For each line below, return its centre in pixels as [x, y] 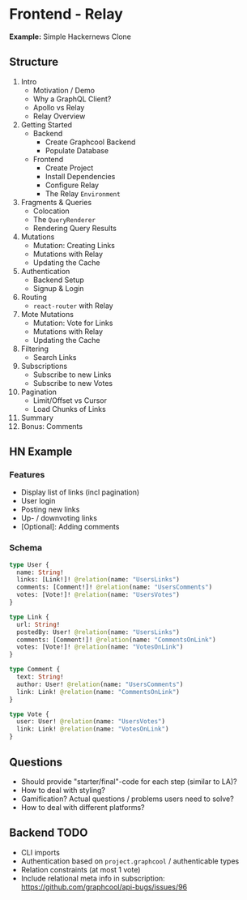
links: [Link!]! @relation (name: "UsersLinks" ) [98, 580]
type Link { [29, 617]
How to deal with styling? [63, 790]
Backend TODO [49, 833]
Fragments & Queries [56, 202]
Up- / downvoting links [59, 518]
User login [38, 501]
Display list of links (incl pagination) [80, 492]
